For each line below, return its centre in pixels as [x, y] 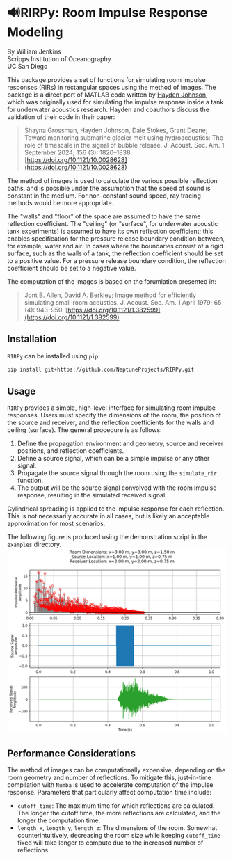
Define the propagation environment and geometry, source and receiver [120, 444]
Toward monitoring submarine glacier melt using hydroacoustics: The [124, 137]
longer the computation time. [59, 820]
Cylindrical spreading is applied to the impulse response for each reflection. [116, 509]
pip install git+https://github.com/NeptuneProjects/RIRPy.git [101, 369]
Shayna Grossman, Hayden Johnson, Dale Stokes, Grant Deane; [116, 130]
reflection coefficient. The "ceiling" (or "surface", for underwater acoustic [113, 223]
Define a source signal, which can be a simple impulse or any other [113, 459]
